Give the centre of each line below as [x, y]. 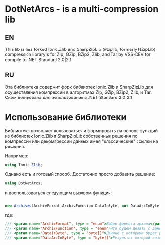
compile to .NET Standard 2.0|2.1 [38, 60]
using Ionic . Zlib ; [24, 165]
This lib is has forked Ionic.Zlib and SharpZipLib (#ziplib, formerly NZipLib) [80, 49]
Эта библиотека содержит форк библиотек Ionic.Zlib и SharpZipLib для [79, 87]
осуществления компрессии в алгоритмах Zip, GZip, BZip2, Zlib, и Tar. [79, 92]
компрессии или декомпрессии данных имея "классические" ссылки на [82, 141]
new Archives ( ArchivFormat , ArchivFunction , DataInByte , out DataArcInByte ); [84, 206]
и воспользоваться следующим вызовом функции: [58, 193]
